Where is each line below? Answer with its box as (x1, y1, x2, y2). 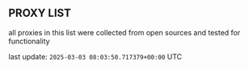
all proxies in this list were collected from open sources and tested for (8, 27, 241, 37)
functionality (8, 36, 50, 46)
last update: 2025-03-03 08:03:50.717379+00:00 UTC (8, 51, 183, 61)
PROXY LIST (8, 6, 71, 20)
